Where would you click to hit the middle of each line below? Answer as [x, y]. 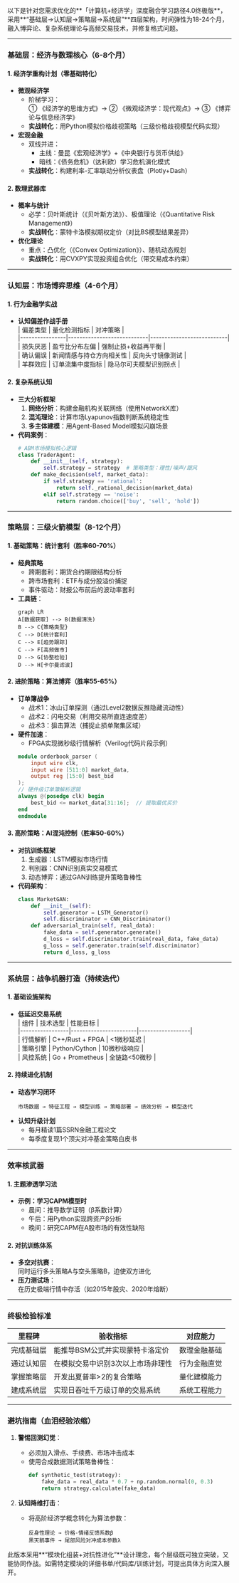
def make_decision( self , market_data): [90, 475]
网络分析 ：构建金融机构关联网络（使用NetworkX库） [105, 408]
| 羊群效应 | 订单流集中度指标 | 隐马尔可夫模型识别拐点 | [99, 364]
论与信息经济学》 [53, 117]
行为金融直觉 [201, 1363]
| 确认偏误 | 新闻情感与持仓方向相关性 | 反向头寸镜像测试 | [102, 355]
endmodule [32, 816]
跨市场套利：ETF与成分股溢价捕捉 [78, 580]
